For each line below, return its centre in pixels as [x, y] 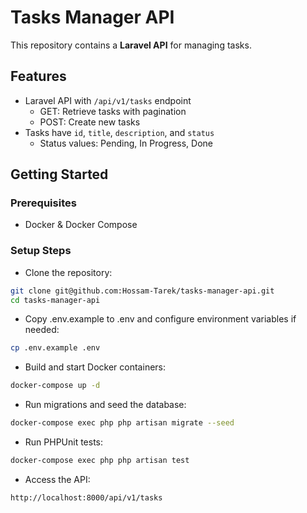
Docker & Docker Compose [81, 225]
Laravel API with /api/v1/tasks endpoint [108, 100]
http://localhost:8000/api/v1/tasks [86, 497]
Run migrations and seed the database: [105, 405]
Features [38, 76]
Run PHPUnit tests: [64, 442]
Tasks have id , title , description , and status [119, 132]
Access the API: [57, 479]
